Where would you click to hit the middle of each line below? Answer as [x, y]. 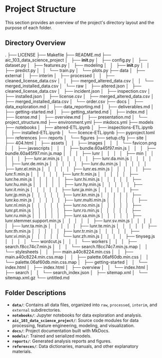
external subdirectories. [36, 310]
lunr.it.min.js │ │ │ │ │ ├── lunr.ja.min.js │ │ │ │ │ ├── [72, 189]
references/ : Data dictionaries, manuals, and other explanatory [75, 346]
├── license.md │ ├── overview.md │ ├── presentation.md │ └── [76, 117]
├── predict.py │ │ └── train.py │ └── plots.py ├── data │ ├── [75, 70]
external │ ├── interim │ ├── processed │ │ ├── [60, 75]
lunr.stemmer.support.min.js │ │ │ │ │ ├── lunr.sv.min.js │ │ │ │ [79, 220]
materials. [22, 351]
